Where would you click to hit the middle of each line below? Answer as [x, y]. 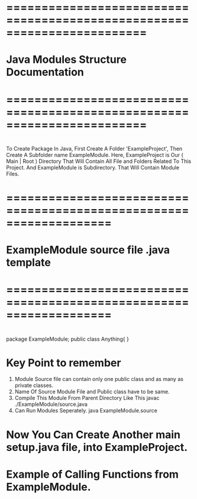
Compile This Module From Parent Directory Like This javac [87, 398]
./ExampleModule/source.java [51, 404]
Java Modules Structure [67, 60]
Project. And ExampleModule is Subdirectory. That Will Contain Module [93, 167]
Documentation [45, 72]
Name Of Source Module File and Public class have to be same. [92, 392]
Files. [13, 174]
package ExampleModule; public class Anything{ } [67, 339]
